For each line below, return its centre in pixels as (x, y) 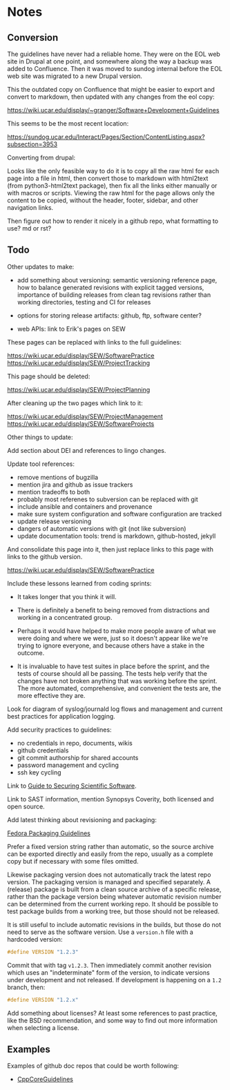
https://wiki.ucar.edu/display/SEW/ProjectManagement (85, 416)
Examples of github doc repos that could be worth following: (93, 1066)
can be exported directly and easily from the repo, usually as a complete (110, 854)
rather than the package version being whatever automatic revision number (114, 896)
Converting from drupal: (41, 157)
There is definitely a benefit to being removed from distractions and (113, 610)
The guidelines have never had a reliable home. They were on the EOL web (114, 54)
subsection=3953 (32, 144)
